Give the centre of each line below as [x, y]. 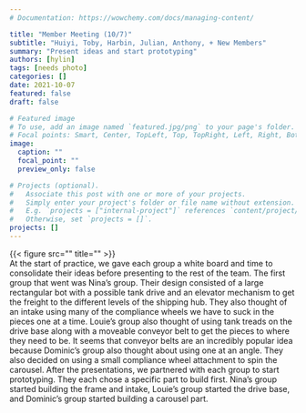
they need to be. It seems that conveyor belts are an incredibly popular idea [151, 340]
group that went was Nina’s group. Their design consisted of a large [137, 282]
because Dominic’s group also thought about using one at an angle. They [147, 350]
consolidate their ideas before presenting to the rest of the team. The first [148, 273]
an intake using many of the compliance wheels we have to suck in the [142, 311]
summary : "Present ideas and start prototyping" [103, 51]
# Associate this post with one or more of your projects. [128, 194]
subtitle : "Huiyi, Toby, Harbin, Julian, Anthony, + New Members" [138, 43]
